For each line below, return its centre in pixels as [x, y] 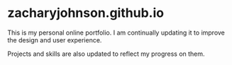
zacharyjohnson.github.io [86, 13]
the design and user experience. [55, 40]
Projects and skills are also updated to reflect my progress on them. [106, 54]
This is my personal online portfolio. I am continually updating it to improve [116, 32]
